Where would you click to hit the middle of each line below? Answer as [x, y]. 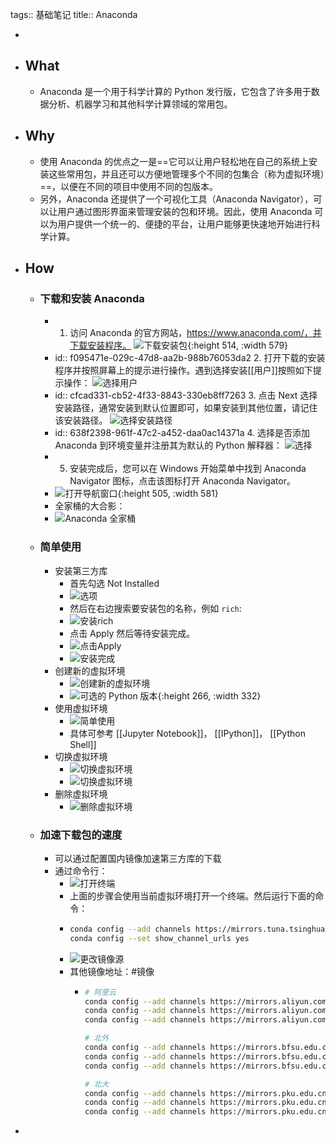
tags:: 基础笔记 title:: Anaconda [74, 14]
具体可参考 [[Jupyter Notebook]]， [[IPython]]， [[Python [187, 733]
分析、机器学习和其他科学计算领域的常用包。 [140, 104]
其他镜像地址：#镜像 [112, 971]
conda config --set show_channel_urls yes [159, 938]
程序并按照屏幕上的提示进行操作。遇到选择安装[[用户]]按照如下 [183, 370]
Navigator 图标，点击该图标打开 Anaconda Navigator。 [182, 481]
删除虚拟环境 [81, 794]
